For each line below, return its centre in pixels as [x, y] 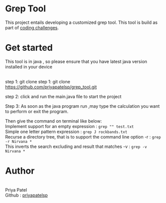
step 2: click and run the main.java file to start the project [63, 96]
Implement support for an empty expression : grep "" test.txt [70, 126]
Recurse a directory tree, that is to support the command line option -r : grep [83, 136]
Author [20, 171]
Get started [29, 48]
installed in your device [29, 67]
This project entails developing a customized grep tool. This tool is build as [81, 22]
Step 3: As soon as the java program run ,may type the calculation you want [83, 106]
